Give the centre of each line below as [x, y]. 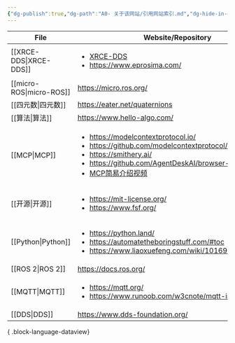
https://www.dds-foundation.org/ [133, 314]
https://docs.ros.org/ [111, 269]
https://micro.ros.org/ [113, 87]
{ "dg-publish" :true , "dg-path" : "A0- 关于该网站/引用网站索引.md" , [99, 14]
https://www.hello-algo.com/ [125, 118]
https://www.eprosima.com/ [135, 65]
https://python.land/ [122, 233]
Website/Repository [177, 37]
